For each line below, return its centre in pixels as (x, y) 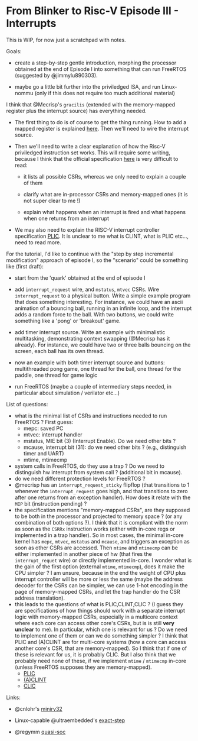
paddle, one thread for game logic (56, 375)
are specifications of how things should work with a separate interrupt (100, 610)
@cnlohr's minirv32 (39, 708)
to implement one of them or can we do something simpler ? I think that (101, 635)
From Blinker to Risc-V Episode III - (93, 11)
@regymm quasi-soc (40, 732)
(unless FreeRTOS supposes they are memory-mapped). (83, 667)
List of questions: (27, 404)
